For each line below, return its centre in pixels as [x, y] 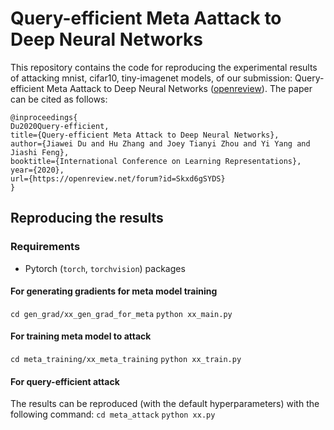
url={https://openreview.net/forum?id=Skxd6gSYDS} [118, 178]
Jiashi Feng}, [40, 152]
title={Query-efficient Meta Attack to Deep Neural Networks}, [145, 135]
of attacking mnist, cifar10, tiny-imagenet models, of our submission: [151, 78]
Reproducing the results [87, 218]
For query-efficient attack [65, 381]
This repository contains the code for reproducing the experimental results [164, 67]
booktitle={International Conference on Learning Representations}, [156, 161]
